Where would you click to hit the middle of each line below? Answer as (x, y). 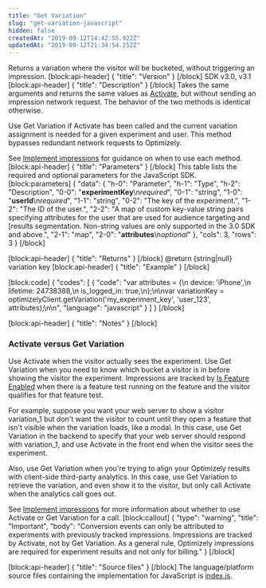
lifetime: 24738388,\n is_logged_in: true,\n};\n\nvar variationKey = (116, 291)
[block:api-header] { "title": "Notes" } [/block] (83, 323)
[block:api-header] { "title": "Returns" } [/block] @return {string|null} (120, 258)
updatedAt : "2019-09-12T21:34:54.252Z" (74, 45)
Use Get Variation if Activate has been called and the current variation (123, 126)
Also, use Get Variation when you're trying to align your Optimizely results (129, 468)
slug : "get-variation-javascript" (66, 23)
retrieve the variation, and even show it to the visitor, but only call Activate (129, 485)
